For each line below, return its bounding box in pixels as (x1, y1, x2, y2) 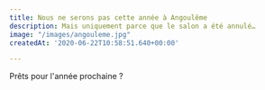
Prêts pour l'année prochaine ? (9, 71, 123, 82)
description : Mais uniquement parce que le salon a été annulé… (9, 22, 256, 31)
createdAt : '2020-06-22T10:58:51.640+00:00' (9, 38, 179, 48)
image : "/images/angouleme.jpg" (9, 30, 131, 39)
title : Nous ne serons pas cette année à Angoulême (9, 13, 207, 22)
